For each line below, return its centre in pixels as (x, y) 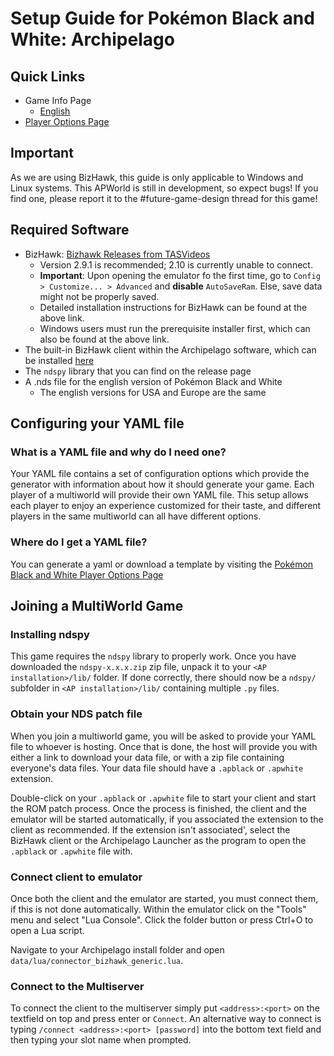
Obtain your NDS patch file (76, 714)
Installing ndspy (50, 634)
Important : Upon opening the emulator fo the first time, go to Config (180, 275)
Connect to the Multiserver (77, 986)
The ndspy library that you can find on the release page (138, 371)
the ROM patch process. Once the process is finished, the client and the (158, 808)
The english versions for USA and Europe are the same (153, 392)
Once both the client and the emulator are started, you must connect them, (164, 898)
